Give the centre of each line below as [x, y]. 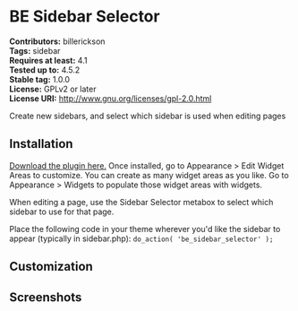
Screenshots [46, 297]
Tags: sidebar [35, 50]
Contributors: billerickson [57, 41]
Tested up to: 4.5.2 [45, 70]
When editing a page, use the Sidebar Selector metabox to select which [141, 202]
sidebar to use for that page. [62, 212]
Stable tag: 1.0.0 [39, 79]
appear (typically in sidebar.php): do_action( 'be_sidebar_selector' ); [141, 238]
